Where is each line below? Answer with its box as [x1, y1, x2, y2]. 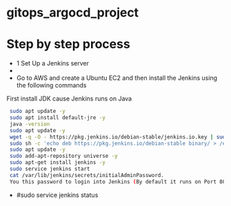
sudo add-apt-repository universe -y [9, 153, 118, 160]
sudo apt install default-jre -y [9, 114, 106, 121]
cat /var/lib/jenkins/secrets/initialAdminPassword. [9, 172, 165, 178]
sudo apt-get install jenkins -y [9, 159, 106, 166]
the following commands [16, 81, 87, 90]
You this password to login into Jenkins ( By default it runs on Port [9, 178, 217, 185]
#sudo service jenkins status [16, 191, 99, 199]
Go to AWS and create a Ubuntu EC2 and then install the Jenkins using [16, 74, 218, 82]
